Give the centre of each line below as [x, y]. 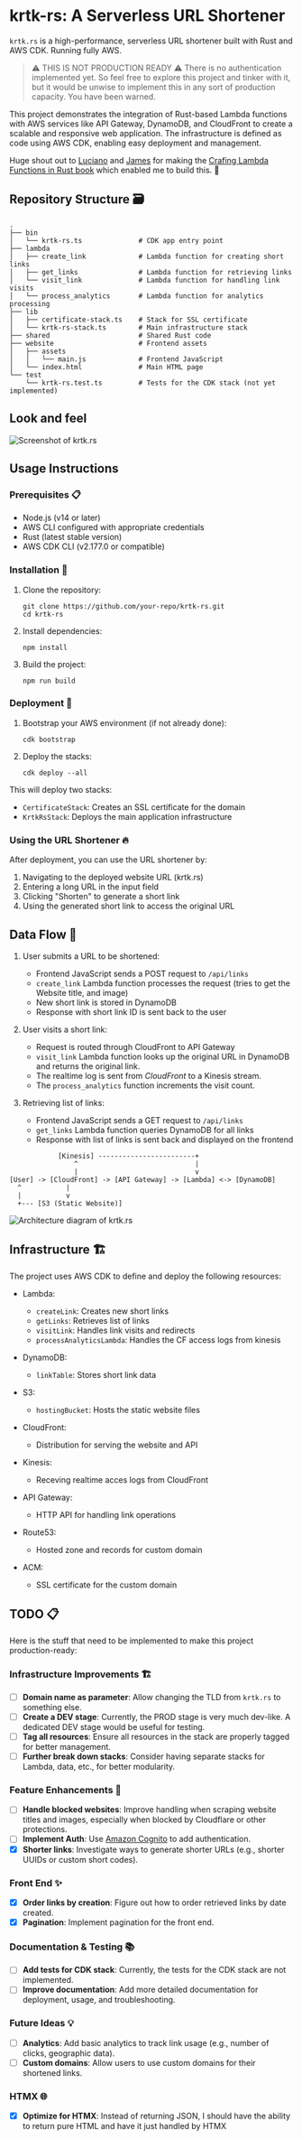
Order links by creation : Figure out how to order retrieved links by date [154, 1903]
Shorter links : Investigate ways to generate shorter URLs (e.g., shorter [153, 1849]
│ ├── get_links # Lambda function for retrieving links [151, 272]
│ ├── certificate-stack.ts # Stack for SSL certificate [128, 320]
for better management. [66, 1747]
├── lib [24, 312]
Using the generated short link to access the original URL [128, 906]
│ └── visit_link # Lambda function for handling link [145, 280]
